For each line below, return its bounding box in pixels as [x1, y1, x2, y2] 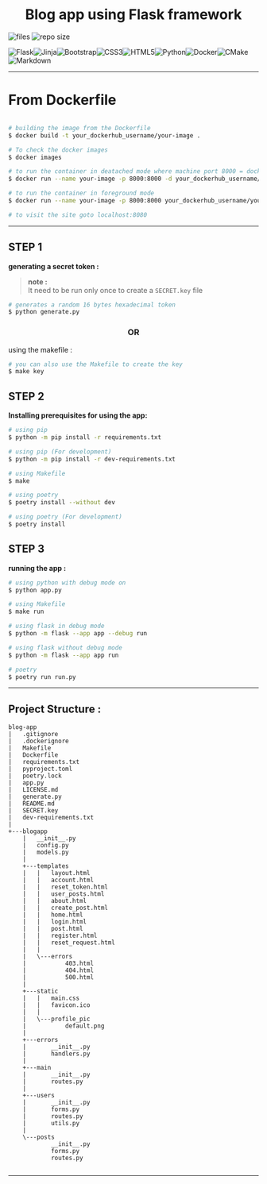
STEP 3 [8, 542, 45, 556]
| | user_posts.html [22, 890, 105, 898]
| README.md [8, 800, 56, 808]
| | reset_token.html [22, 883, 109, 891]
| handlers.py [22, 1050, 91, 1058]
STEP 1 [8, 241, 43, 254]
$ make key [8, 368, 44, 376]
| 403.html [22, 959, 94, 968]
